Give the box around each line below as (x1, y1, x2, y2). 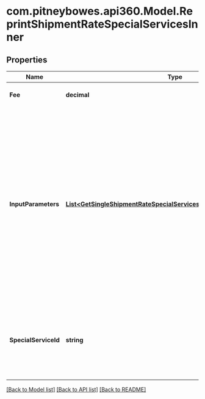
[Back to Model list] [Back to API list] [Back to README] (6, 386, 146, 393)
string (65, 336, 84, 344)
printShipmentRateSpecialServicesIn (6, 17, 198, 31)
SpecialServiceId (9, 336, 60, 344)
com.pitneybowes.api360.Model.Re (6, 4, 193, 18)
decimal (65, 90, 90, 99)
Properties (6, 54, 48, 65)
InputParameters (9, 200, 60, 208)
